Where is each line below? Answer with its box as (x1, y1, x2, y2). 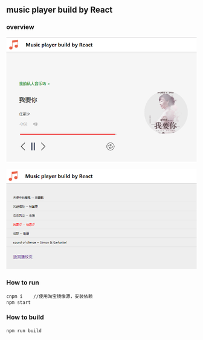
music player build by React (6, 5, 113, 15)
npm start (6, 299, 31, 306)
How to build (6, 313, 44, 322)
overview (6, 23, 34, 31)
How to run (6, 278, 39, 287)
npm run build (6, 327, 42, 334)
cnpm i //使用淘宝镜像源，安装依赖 (6, 293, 93, 300)
